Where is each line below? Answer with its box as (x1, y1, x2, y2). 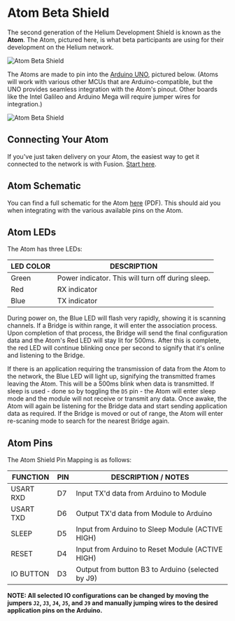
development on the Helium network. (7, 43, 114, 51)
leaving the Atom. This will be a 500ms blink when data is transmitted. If (7, 379, 215, 388)
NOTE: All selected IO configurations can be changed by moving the (7, 592, 209, 600)
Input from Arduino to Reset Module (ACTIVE (76, 545, 223, 554)
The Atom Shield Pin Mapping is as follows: (7, 456, 131, 464)
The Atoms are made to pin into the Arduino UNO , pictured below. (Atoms (7, 70, 219, 78)
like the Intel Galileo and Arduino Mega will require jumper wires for (7, 92, 201, 101)
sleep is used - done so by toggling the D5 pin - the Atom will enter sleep (7, 387, 216, 396)
